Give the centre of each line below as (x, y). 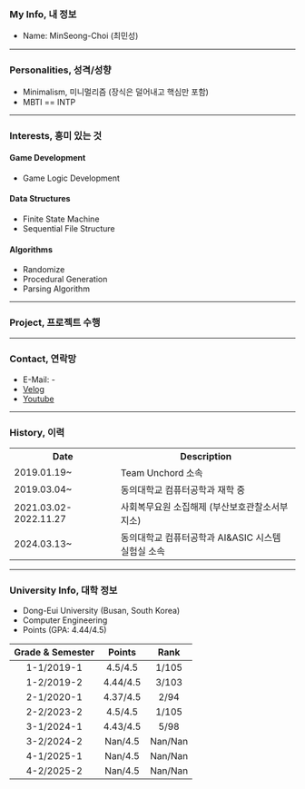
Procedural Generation (65, 280)
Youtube (38, 399)
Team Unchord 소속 (162, 473)
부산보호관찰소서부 (251, 508)
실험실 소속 (143, 551)
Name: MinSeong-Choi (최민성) (80, 36)
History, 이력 (37, 432)
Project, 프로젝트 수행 (55, 322)
